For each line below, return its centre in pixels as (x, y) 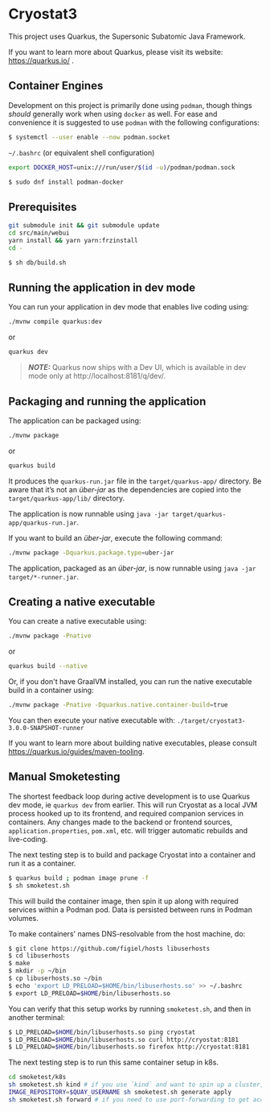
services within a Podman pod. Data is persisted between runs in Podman (131, 909)
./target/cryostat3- (211, 721)
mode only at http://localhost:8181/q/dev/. (97, 376)
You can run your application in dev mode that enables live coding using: (129, 307)
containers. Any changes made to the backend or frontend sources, (121, 822)
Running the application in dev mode (102, 287)
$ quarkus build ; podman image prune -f (79, 878)
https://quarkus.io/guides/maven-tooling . (76, 751)
